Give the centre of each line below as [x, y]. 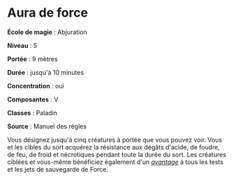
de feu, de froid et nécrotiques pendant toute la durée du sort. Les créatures [117, 154]
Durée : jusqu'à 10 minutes [46, 72]
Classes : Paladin [32, 113]
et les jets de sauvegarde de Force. [58, 169]
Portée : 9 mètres [32, 59]
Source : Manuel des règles [47, 126]
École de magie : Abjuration [47, 32]
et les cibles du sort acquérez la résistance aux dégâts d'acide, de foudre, [114, 147]
